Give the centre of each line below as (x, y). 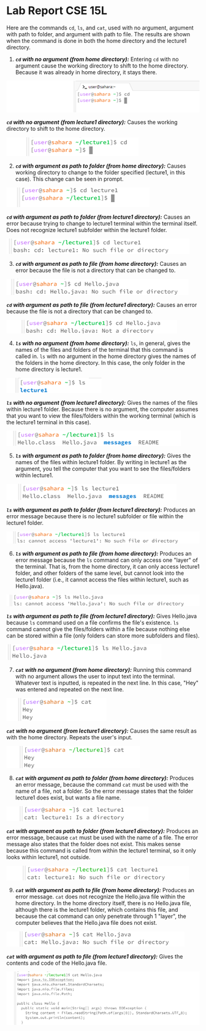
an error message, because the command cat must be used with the (102, 785)
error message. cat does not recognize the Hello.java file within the (100, 897)
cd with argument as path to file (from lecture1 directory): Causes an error (102, 305)
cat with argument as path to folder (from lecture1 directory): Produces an (102, 831)
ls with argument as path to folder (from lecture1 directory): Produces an (101, 510)
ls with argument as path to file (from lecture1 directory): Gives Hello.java (102, 616)
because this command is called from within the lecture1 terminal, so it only (101, 850)
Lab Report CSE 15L (57, 11)
